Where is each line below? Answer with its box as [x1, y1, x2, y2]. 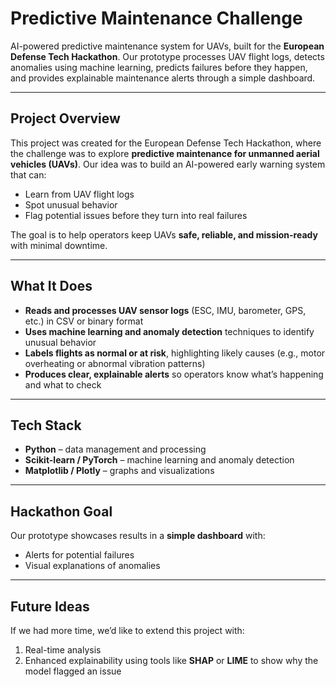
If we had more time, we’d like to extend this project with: [10, 625, 245, 636]
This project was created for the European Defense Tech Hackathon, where [10, 137, 322, 149]
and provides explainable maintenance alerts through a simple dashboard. [10, 72, 316, 84]
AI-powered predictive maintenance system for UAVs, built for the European [10, 40, 325, 52]
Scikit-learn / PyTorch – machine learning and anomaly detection [24, 454, 295, 466]
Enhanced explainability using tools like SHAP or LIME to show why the [24, 655, 319, 666]
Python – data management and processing [24, 443, 207, 456]
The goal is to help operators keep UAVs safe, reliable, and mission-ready [10, 228, 318, 241]
